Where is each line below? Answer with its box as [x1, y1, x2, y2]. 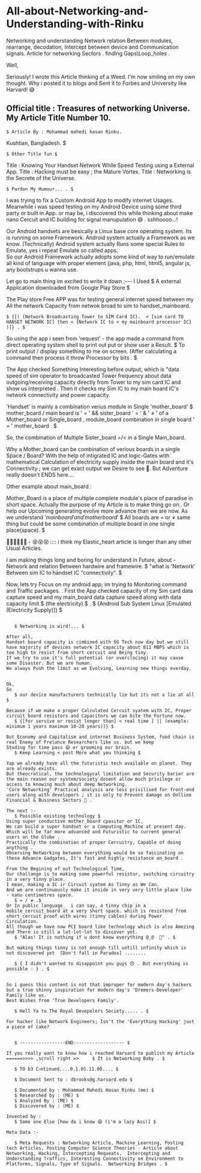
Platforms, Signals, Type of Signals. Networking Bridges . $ [6, 1161, 168, 1167]
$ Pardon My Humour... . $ [6, 186, 74, 192]
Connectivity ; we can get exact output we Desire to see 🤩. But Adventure [6, 465, 188, 472]
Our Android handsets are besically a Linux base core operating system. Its [6, 227, 192, 234]
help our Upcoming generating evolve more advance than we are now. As [6, 507, 188, 515]
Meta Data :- [6, 1129, 39, 1135]
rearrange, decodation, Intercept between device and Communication [6, 43, 179, 51]
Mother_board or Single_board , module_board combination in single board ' [6, 416, 195, 423]
